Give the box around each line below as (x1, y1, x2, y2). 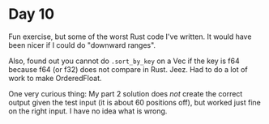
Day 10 (8, 5, 55, 24)
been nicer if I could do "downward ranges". (8, 40, 156, 49)
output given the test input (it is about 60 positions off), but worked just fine (8, 97, 261, 107)
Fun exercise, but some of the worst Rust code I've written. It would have (8, 32, 252, 41)
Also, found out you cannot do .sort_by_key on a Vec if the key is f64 (8, 56, 241, 66)
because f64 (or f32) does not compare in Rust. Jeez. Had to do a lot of (8, 64, 249, 74)
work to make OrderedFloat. (8, 73, 102, 83)
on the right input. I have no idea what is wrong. (8, 106, 168, 116)
